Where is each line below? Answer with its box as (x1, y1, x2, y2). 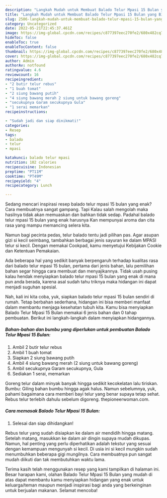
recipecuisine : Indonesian (5, 164, 61, 170)
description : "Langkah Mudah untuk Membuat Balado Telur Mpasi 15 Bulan (5, 7, 159, 12)
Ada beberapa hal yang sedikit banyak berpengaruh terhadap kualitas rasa (5, 257, 158, 263)
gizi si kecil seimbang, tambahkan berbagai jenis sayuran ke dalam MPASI (5, 238, 157, 244)
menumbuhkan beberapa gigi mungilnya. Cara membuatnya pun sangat (5, 451, 152, 457)
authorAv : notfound (5, 63, 46, 68)
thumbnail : (5, 49, 28, 54)
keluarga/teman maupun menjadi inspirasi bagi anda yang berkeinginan (5, 482, 152, 488)
